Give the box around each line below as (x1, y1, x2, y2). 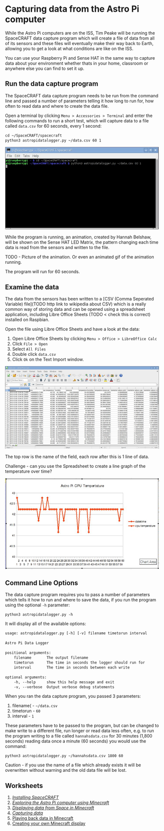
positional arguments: (5, 650, 51, 655)
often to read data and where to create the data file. (5, 103, 109, 109)
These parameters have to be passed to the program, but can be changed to (5, 723, 159, 729)
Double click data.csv (12, 351, 56, 357)
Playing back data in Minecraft (12, 815, 74, 821)
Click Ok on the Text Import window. (12, 356, 84, 363)
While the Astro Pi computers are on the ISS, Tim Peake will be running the (5, 30, 155, 36)
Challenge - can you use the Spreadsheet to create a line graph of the (5, 463, 146, 469)
